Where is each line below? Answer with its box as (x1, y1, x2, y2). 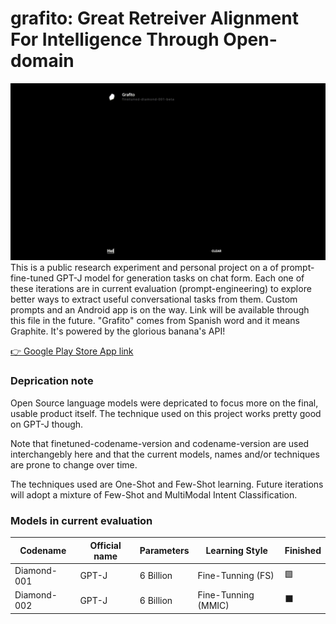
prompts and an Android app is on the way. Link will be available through (10, 304, 310, 316)
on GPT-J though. (10, 418, 84, 430)
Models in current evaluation (10, 513, 153, 527)
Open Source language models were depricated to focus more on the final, (10, 397, 319, 409)
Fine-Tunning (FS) (197, 570, 275, 582)
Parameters (139, 545, 190, 557)
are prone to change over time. (10, 458, 138, 471)
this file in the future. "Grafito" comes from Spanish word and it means (10, 315, 301, 327)
